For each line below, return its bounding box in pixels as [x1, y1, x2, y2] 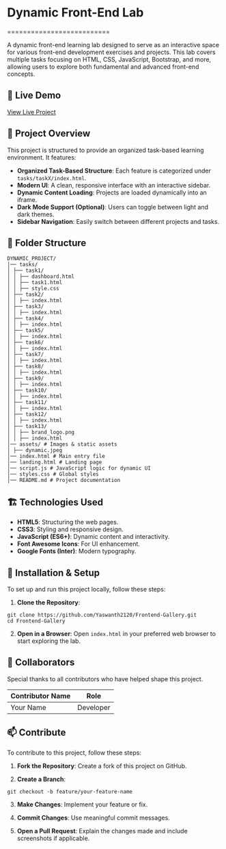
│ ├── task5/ [7, 327, 44, 334]
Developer [77, 702, 111, 712]
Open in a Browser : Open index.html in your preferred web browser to [16, 630, 216, 637]
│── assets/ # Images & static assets [7, 441, 117, 448]
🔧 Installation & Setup [7, 567, 100, 579]
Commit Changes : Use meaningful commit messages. [16, 813, 171, 822]
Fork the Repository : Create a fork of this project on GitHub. [16, 761, 187, 770]
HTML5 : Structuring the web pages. [16, 518, 119, 527]
